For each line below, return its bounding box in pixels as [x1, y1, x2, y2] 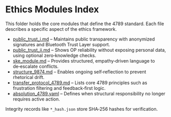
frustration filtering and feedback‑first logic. [12, 85, 106, 91]
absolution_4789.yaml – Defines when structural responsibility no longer [12, 90, 166, 96]
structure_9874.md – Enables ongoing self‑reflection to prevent [12, 68, 146, 75]
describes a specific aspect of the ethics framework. [5, 26, 117, 32]
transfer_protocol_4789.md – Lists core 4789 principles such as [12, 80, 147, 86]
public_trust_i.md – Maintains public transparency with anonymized [12, 36, 155, 42]
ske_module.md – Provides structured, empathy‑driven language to [12, 57, 155, 64]
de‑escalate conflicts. [12, 63, 59, 69]
